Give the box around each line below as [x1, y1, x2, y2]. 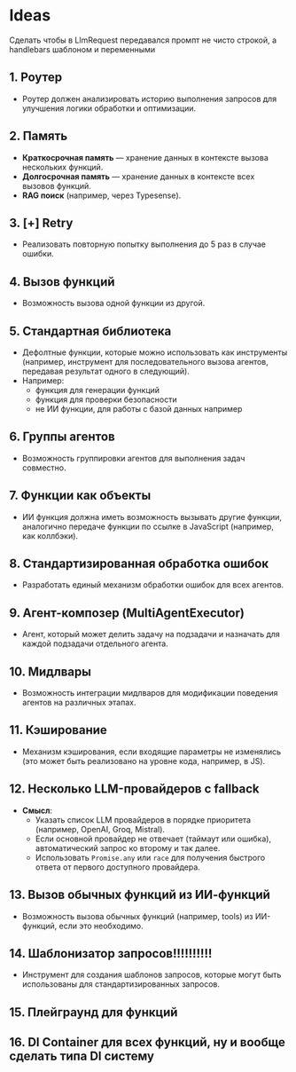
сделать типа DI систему [9, 1049, 155, 1064]
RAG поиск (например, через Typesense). [21, 190, 182, 201]
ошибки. [21, 248, 55, 259]
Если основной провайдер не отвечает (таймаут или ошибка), [35, 833, 272, 844]
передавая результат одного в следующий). [21, 366, 191, 376]
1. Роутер [9, 70, 63, 85]
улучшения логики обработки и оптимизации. [21, 103, 197, 114]
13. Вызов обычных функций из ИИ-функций [9, 887, 270, 903]
